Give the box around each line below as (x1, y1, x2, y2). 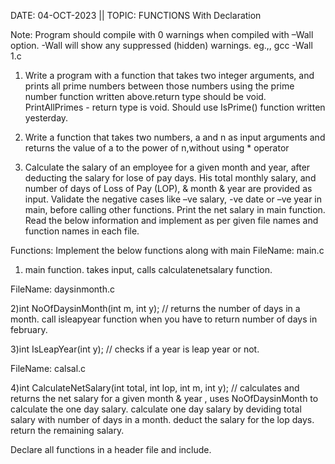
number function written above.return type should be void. (24, 91, 267, 102)
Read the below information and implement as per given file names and (24, 215, 319, 226)
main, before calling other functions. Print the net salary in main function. (24, 204, 326, 215)
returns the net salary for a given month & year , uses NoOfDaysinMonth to (10, 393, 319, 404)
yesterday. (24, 112, 69, 124)
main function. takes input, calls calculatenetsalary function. (24, 264, 273, 275)
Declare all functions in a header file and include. (10, 444, 212, 455)
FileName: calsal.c (10, 363, 87, 374)
